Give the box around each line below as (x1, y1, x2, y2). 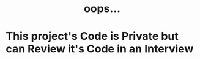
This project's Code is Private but (6, 29, 179, 43)
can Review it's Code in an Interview (6, 42, 194, 56)
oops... (84, 2, 120, 16)
